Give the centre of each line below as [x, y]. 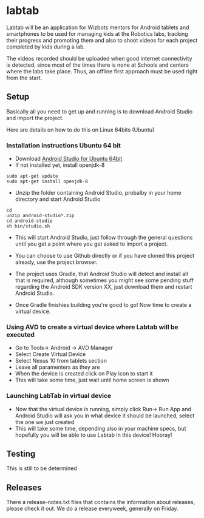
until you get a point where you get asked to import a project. [91, 244]
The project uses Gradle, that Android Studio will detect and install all [101, 274]
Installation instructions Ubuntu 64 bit [64, 145]
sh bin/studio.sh [28, 226]
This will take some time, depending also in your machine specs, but [100, 428]
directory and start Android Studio [58, 199]
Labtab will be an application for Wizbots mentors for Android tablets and [98, 27]
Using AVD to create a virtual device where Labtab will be [92, 327]
